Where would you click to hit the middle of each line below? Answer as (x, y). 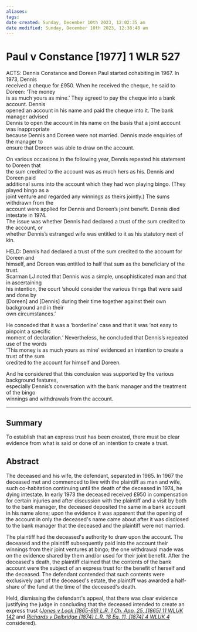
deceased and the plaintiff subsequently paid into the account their (87, 543)
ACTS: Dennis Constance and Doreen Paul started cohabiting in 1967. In (93, 73)
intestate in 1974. (26, 215)
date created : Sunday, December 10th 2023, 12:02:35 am (76, 22)
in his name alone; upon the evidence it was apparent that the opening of (94, 513)
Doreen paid (21, 178)
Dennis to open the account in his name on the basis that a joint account (93, 123)
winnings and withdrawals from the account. (60, 399)
